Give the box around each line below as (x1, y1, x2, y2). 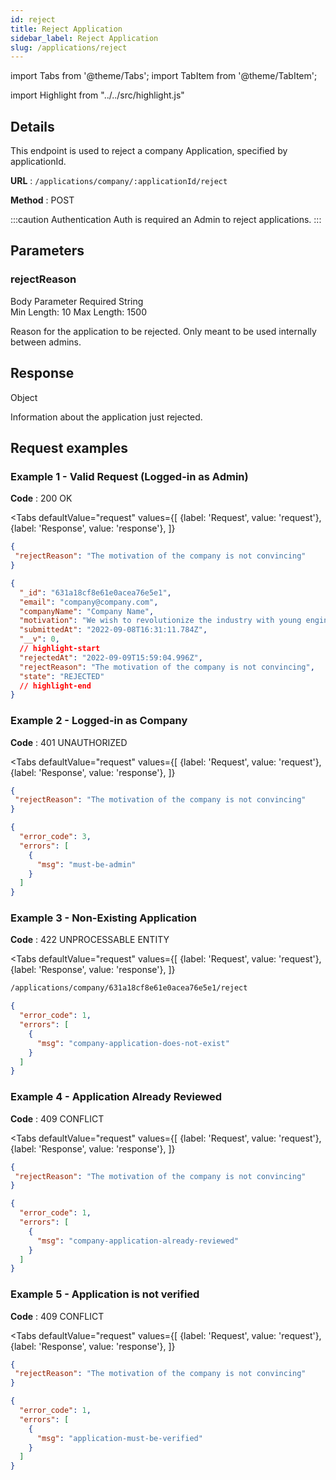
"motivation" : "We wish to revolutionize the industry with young (19, 616, 302, 626)
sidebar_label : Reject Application (10, 33, 159, 43)
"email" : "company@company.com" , (19, 597, 159, 607)
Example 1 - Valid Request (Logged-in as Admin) (10, 469, 249, 483)
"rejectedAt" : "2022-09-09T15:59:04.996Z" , (19, 652, 203, 663)
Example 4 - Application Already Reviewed (10, 1090, 223, 1104)
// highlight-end (19, 681, 92, 691)
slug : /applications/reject (10, 42, 128, 53)
